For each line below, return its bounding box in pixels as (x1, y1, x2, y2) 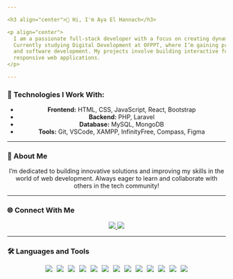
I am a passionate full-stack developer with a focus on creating (13, 35, 209, 42)
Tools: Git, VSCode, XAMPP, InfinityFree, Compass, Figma (37, 127, 205, 136)
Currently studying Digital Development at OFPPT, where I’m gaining (13, 42, 218, 48)
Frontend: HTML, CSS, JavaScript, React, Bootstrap (47, 105, 196, 114)
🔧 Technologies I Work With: (7, 89, 105, 99)
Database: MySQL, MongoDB (79, 120, 164, 129)
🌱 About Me (7, 152, 48, 161)
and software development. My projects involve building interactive (13, 48, 218, 55)
